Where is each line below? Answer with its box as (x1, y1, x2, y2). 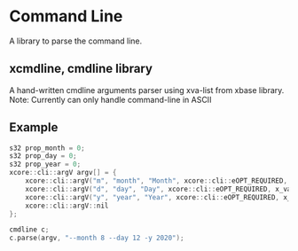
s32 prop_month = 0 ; (9, 144, 86, 153)
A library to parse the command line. (9, 35, 143, 46)
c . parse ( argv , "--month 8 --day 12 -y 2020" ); (9, 233, 184, 243)
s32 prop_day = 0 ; (9, 152, 77, 161)
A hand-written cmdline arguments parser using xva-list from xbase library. (9, 84, 285, 95)
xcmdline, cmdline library (9, 61, 153, 76)
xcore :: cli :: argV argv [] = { (9, 169, 117, 177)
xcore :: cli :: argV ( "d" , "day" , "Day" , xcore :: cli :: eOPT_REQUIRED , (25, 184, 272, 193)
